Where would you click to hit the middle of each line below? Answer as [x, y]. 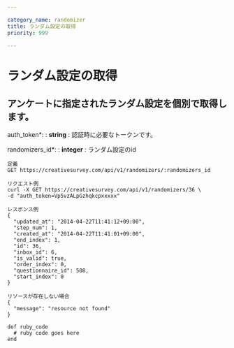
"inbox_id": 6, [36, 252]
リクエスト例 [23, 184]
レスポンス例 [23, 210]
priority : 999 [28, 33]
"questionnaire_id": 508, [51, 271]
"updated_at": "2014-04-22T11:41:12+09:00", [79, 222]
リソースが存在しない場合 [38, 297]
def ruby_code [28, 327]
